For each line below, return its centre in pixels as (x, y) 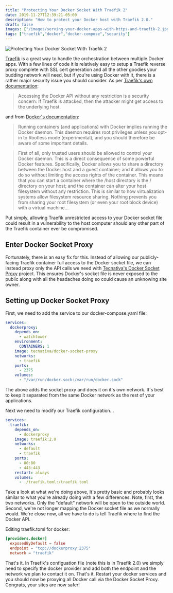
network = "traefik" (32, 553)
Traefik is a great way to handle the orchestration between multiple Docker (84, 59)
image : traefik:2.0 (36, 439)
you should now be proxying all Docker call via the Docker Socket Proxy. (82, 579)
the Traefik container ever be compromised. (52, 229)
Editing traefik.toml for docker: (38, 529)
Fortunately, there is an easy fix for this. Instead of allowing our (72, 257)
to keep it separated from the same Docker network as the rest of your (80, 395)
